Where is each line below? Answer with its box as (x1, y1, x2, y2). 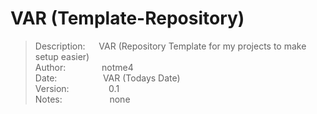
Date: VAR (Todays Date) (34, 72, 181, 84)
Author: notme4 (34, 61, 134, 73)
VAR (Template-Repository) (10, 7, 245, 30)
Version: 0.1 (34, 82, 120, 94)
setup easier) (34, 50, 90, 62)
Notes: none (34, 93, 131, 105)
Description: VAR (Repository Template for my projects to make (34, 40, 307, 52)
